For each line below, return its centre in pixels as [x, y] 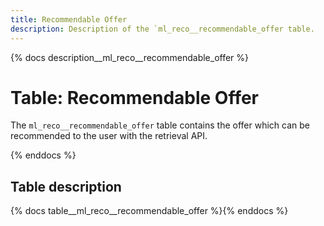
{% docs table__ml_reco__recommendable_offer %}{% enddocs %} [149, 211]
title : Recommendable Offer [69, 19]
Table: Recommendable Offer [135, 97]
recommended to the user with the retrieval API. [109, 136]
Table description [66, 186]
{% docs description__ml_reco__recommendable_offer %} [130, 57]
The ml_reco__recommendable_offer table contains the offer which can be [160, 125]
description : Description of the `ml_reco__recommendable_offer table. [162, 29]
